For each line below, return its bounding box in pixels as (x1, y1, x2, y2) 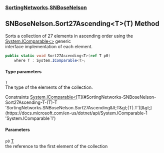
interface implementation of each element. (5, 43, 93, 49)
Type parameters (5, 69, 42, 75)
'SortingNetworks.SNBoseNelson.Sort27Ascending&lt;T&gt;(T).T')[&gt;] (5, 104, 152, 110)
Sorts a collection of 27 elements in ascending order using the (5, 33, 133, 39)
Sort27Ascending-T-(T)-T (5, 99, 57, 105)
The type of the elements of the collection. (5, 84, 93, 90)
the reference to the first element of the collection (5, 143, 108, 149)
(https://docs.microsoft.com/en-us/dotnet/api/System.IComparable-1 (5, 110, 147, 116)
